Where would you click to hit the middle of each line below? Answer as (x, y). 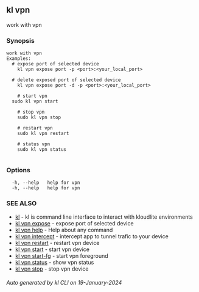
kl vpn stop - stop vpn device (52, 269)
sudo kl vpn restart (43, 134)
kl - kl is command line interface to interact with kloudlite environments (104, 217)
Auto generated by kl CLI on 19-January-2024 (64, 283)
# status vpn (34, 144)
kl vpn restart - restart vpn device (57, 243)
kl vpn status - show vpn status (54, 262)
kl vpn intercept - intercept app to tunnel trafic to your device (92, 236)
